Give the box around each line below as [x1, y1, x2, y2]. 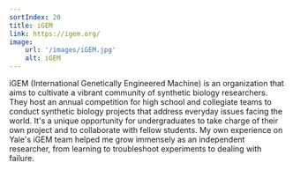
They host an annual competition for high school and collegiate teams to [9, 97, 272, 107]
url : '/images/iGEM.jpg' [25, 46, 116, 55]
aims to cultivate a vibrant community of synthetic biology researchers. [9, 87, 268, 98]
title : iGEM [9, 21, 53, 30]
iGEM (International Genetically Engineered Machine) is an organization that [9, 78, 284, 88]
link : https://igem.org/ [9, 29, 101, 38]
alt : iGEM [25, 54, 62, 63]
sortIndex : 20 [9, 12, 62, 22]
